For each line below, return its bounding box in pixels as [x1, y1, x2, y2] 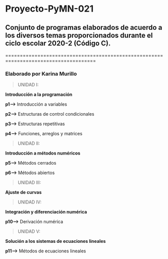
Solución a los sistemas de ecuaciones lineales [5, 238, 106, 244]
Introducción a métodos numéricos [5, 150, 81, 157]
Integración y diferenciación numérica [5, 209, 87, 215]
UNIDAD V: [17, 228, 40, 235]
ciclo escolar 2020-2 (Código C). [5, 39, 111, 47]
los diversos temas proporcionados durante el [5, 31, 153, 39]
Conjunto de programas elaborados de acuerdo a [5, 23, 162, 32]
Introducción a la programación [5, 91, 73, 97]
